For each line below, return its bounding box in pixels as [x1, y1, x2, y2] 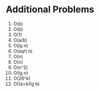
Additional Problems [6, 4, 94, 15]
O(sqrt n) [13, 48, 33, 54]
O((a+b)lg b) [13, 81, 40, 87]
